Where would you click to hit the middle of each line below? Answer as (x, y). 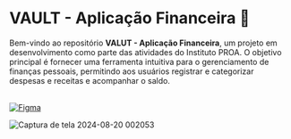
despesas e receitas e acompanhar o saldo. (90, 80)
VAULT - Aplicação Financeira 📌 (130, 18)
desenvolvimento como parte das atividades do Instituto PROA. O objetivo (145, 52)
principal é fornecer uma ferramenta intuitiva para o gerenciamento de (139, 61)
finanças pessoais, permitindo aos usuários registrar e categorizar (132, 71)
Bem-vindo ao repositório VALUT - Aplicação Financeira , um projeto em (143, 43)
